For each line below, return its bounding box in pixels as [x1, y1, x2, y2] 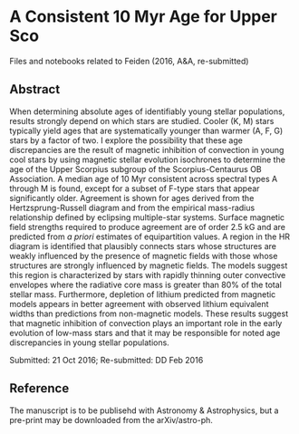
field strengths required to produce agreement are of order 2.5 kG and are [9, 221, 286, 232]
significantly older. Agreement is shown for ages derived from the [9, 192, 255, 203]
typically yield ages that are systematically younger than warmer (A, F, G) [9, 125, 284, 136]
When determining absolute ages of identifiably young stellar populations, [9, 106, 285, 117]
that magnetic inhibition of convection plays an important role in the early [9, 317, 283, 328]
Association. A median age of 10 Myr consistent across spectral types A [9, 173, 278, 184]
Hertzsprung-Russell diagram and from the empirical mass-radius [9, 202, 256, 213]
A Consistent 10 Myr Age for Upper [9, 6, 278, 27]
